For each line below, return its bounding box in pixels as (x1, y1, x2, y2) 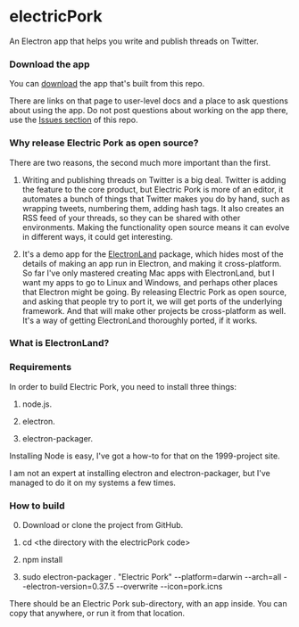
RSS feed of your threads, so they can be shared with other (21, 212, 241, 223)
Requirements (9, 361, 72, 374)
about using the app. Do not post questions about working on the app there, (9, 105, 288, 116)
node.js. (21, 399, 53, 409)
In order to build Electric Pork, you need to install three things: (9, 381, 237, 392)
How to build (9, 499, 65, 512)
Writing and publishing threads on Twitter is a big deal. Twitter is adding (21, 174, 287, 185)
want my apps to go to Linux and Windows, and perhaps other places (21, 276, 278, 287)
